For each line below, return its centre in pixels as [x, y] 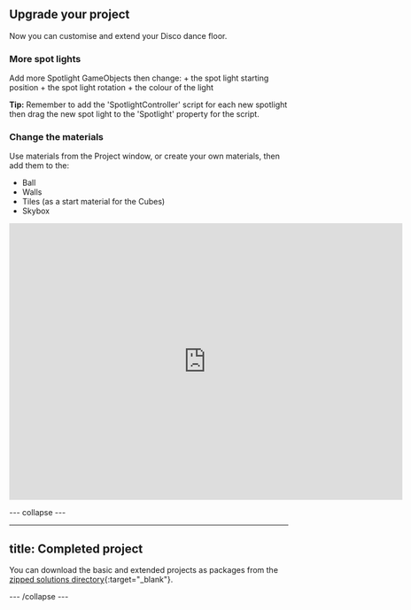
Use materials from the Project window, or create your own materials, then [145, 156]
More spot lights [45, 58]
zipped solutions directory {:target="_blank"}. [91, 580]
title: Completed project [76, 548]
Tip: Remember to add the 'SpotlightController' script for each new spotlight [148, 104]
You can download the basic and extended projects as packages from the [144, 570]
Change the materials [57, 137]
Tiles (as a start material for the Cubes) [93, 202]
